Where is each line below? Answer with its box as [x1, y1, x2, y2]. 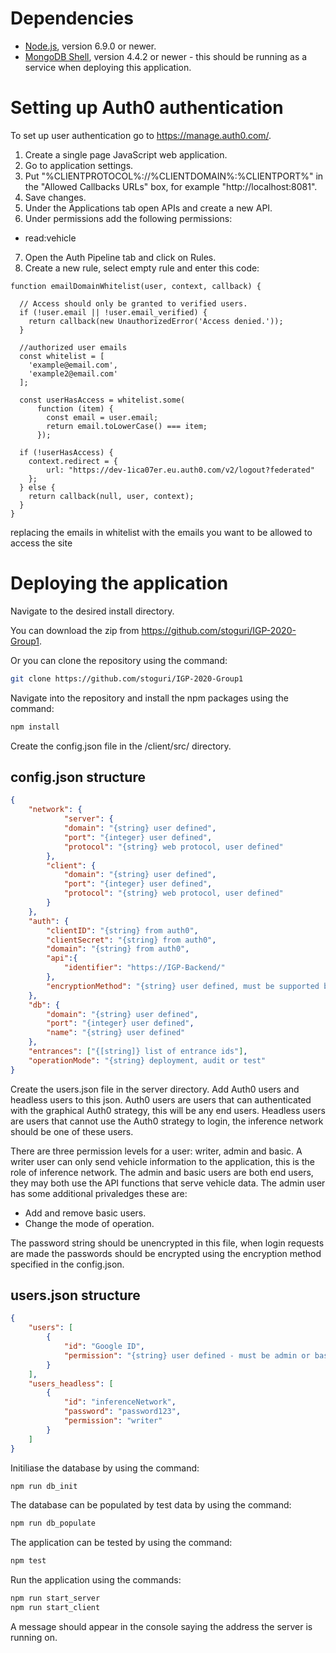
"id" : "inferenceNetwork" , [63, 1397, 177, 1407]
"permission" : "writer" [63, 1416, 163, 1426]
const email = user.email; [46, 412, 159, 422]
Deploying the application [10, 572, 229, 595]
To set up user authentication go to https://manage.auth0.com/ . [10, 129, 272, 141]
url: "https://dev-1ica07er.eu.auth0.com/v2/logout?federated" [46, 465, 315, 475]
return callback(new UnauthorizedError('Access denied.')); [28, 316, 284, 326]
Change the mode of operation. [24, 1217, 155, 1229]
